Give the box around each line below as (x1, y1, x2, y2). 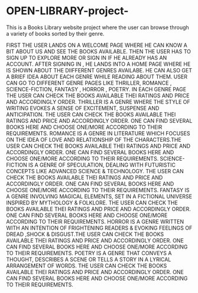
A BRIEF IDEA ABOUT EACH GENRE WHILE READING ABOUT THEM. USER (6, 73, 188, 80)
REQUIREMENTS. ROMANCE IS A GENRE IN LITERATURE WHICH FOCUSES (6, 129, 190, 137)
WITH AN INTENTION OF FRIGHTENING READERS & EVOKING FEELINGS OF (6, 224, 193, 231)
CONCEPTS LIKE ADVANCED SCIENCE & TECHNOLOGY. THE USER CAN (6, 167, 184, 174)
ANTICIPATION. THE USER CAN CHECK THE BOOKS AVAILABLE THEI (6, 111, 176, 118)
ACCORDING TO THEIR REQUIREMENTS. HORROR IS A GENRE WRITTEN (6, 218, 184, 225)
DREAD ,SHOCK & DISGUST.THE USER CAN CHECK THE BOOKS (6, 230, 164, 238)
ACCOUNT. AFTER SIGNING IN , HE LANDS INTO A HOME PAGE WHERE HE (6, 60, 191, 68)
